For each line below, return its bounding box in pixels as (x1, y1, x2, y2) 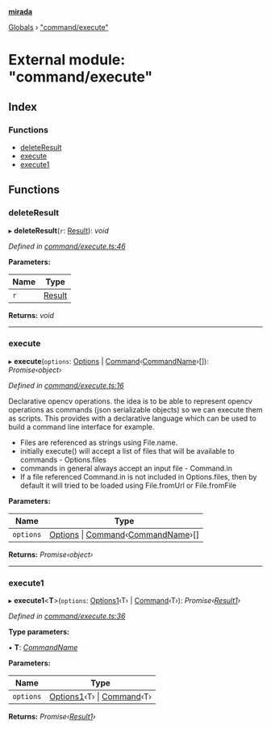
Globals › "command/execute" (8, 23, 109, 31)
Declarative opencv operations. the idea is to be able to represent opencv (8, 396, 252, 406)
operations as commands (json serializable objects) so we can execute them (8, 404, 263, 414)
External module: (8, 51, 126, 69)
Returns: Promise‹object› (8, 549, 94, 559)
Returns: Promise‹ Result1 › (8, 712, 96, 722)
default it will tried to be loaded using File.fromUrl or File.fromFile (19, 480, 236, 490)
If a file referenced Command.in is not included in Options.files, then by (19, 471, 257, 481)
